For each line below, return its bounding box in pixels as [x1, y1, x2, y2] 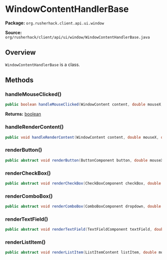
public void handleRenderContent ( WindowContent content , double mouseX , [5, 135, 159, 140]
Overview [5, 48, 36, 57]
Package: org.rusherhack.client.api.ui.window [5, 20, 104, 26]
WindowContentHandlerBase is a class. [5, 61, 81, 68]
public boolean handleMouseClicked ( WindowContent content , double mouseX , [5, 102, 164, 107]
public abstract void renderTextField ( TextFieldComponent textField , [5, 227, 153, 232]
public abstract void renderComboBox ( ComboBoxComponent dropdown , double [5, 204, 162, 209]
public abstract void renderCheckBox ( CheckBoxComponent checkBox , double [5, 180, 162, 186]
